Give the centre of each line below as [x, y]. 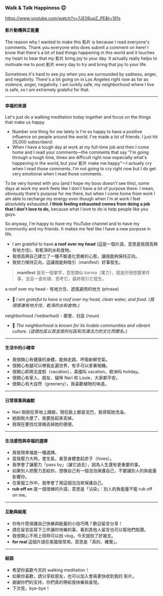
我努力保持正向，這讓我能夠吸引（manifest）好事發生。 [67, 262]
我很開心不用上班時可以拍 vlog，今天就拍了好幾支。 [64, 535]
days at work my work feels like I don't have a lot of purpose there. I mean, [80, 188]
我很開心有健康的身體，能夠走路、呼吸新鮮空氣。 [61, 359]
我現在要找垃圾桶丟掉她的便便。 [44, 424]
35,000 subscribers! [32, 142]
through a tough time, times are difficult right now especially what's [79, 157]
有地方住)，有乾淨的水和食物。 [43, 250]
